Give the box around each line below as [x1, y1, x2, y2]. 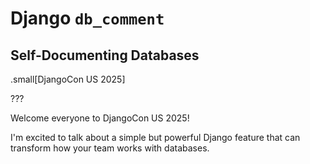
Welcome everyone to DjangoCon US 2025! [10, 112, 190, 124]
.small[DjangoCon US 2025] [10, 73, 126, 85]
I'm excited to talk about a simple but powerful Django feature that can [10, 132, 301, 143]
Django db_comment [10, 7, 165, 30]
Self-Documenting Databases [10, 47, 200, 64]
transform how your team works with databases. [10, 142, 210, 154]
